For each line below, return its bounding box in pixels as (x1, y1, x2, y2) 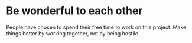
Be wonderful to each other (6, 4, 143, 18)
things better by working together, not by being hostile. (6, 29, 140, 37)
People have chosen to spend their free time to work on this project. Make (6, 24, 187, 31)
